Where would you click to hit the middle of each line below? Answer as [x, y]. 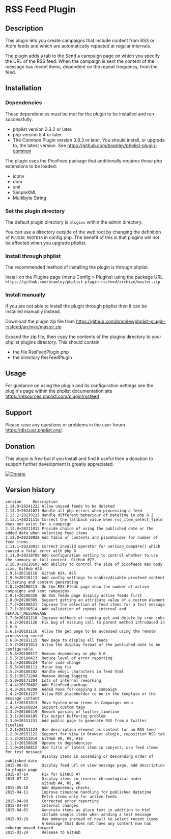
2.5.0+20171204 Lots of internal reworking [53, 680]
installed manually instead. [33, 311]
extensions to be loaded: [31, 166]
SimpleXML [25, 192]
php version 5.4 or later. [38, 134]
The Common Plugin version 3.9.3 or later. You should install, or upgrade [89, 140]
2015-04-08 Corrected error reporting [52, 801]
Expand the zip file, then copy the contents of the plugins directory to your [83, 337]
